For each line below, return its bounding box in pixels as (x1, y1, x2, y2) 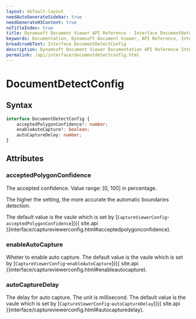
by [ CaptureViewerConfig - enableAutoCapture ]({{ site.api (6, 259, 139, 266)
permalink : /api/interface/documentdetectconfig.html (6, 52, 140, 58)
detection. (6, 202, 31, 209)
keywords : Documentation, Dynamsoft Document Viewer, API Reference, (6, 36, 179, 41)
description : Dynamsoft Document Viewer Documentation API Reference (6, 47, 179, 53)
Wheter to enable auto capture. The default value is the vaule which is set (6, 254, 183, 261)
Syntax (6, 100, 33, 110)
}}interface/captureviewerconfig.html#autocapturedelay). (6, 306, 144, 313)
